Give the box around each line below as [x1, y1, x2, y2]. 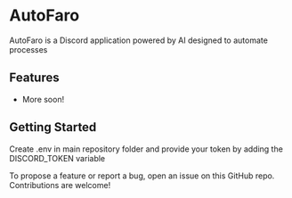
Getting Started [9, 120, 97, 135]
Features [9, 70, 60, 86]
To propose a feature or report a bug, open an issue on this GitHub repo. [9, 170, 275, 181]
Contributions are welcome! [9, 179, 111, 190]
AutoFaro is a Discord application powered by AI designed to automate [9, 35, 269, 45]
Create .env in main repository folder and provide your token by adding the [9, 144, 283, 154]
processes [9, 44, 48, 54]
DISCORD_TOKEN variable [9, 153, 106, 163]
